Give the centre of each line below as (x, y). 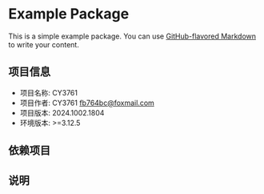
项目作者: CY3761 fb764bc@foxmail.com (87, 103)
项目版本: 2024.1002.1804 (62, 112)
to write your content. (44, 44)
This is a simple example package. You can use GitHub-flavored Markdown (132, 36)
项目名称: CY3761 (49, 92)
